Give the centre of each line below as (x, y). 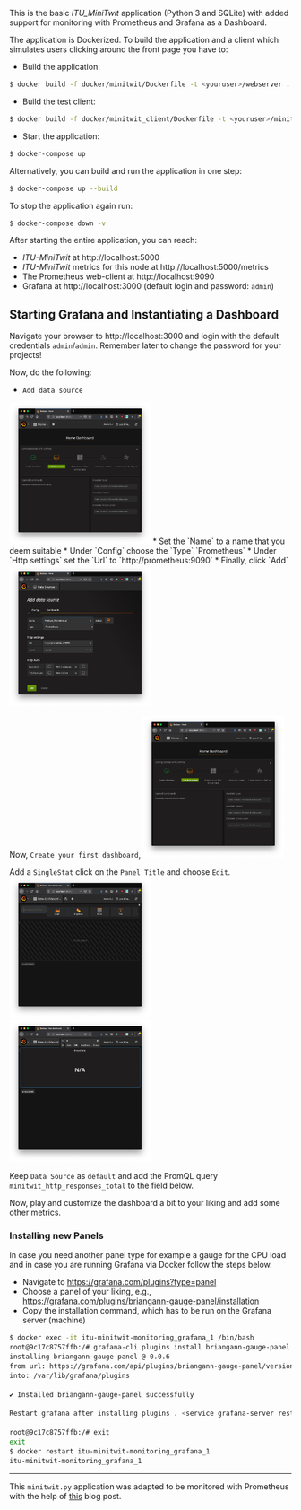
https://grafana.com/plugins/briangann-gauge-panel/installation (141, 1301)
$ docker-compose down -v (57, 223)
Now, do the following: (51, 372)
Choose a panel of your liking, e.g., (87, 1292)
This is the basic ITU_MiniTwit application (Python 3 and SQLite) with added (149, 13)
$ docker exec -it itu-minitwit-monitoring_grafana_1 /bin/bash (132, 1338)
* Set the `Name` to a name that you (218, 541)
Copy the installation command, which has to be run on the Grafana (146, 1311)
